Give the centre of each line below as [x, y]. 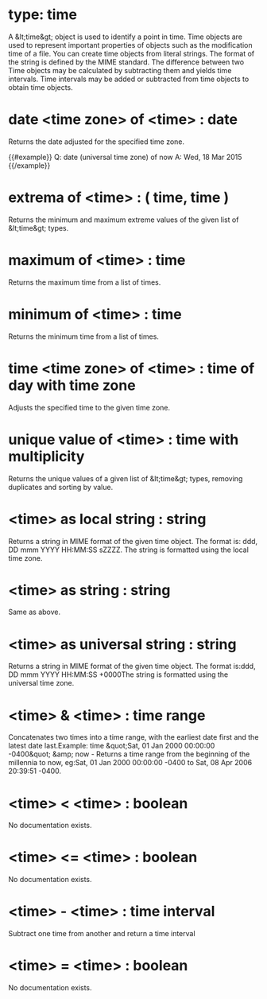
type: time [43, 15]
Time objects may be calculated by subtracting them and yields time [120, 70]
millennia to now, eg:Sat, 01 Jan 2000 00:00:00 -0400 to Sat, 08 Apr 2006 [130, 763]
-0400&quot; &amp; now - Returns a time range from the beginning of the [129, 754]
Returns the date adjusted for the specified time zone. [97, 142]
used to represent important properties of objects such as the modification [130, 45]
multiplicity [46, 456]
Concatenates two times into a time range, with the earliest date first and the [133, 737]
